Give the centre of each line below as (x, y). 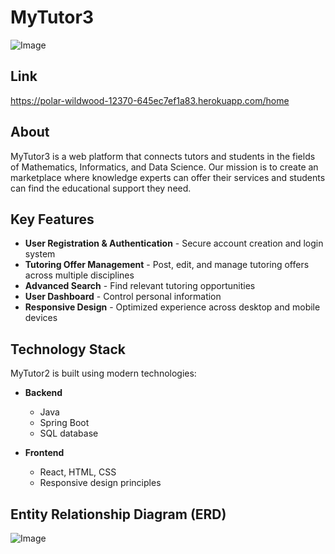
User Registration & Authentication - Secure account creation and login (174, 243)
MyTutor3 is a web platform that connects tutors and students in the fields (163, 156)
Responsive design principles (100, 483)
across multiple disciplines (79, 275)
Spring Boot (64, 423)
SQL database (69, 433)
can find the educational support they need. (101, 188)
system (40, 254)
